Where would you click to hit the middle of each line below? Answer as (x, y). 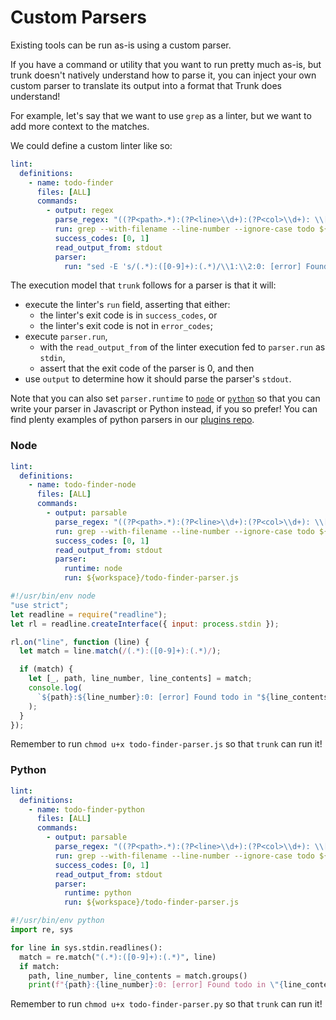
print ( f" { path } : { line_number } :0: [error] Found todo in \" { (156, 985)
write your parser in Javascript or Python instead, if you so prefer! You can (164, 409)
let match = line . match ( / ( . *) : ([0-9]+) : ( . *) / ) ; (120, 651)
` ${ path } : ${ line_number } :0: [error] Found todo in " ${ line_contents (182, 697)
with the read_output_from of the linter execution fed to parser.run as (182, 347)
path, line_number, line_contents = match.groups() (138, 976)
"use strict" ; (40, 605)
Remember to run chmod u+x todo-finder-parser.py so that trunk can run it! (166, 1004)
